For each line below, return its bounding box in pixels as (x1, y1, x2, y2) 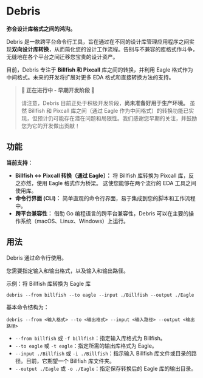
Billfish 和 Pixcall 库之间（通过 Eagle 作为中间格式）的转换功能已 (28, 107, 189, 114)
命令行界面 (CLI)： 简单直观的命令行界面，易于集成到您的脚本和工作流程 (15, 194, 196, 201)
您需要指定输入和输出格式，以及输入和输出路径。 (6, 267, 129, 274)
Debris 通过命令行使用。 (6, 254, 67, 262)
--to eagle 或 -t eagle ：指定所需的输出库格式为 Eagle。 (15, 342, 157, 349)
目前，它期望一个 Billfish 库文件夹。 (26, 357, 115, 365)
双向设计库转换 (12, 46, 49, 53)
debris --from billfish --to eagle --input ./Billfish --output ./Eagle (6, 292, 194, 298)
